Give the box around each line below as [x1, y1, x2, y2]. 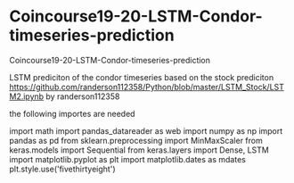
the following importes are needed [9, 108, 135, 119]
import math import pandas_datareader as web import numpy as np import [9, 125, 283, 136]
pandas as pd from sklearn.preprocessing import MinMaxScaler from [9, 135, 263, 146]
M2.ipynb [9, 91, 45, 102]
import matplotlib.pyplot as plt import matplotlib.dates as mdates [9, 154, 247, 164]
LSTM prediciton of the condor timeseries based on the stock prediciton [9, 71, 274, 82]
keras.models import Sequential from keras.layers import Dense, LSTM [9, 145, 269, 155]
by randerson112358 [45, 91, 120, 102]
